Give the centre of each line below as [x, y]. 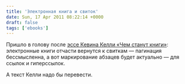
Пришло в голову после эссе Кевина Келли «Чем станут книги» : [87, 45]
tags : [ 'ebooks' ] [27, 28]
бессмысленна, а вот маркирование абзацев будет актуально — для [93, 57]
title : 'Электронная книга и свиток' [52, 11]
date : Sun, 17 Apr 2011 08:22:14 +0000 [55, 17]
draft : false [22, 22]
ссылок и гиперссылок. [36, 63]
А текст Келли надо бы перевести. [49, 75]
